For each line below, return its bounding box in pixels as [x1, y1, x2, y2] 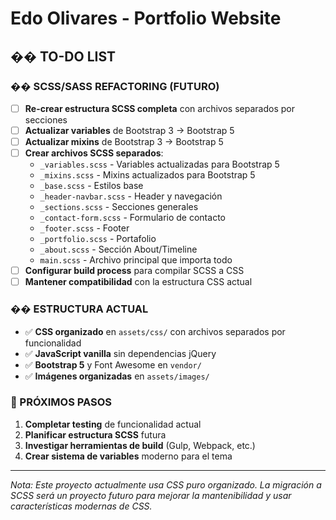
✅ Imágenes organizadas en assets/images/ [24, 370, 210, 382]
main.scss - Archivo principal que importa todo [39, 254, 233, 266]
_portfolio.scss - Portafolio [39, 233, 157, 245]
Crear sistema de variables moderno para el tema [24, 450, 233, 462]
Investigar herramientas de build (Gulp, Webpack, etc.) [24, 439, 256, 451]
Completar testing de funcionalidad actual [24, 418, 202, 430]
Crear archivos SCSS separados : [24, 147, 164, 159]
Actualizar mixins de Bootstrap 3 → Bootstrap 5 [24, 136, 224, 147]
